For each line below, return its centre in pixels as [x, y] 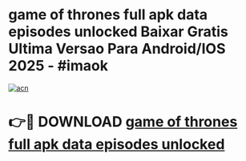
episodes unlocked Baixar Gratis [118, 32]
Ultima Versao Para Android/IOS [117, 49]
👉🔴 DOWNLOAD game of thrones [123, 122]
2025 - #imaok [58, 66]
